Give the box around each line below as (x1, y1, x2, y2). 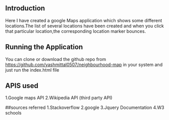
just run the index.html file (5, 67, 60, 73)
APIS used (5, 82, 39, 90)
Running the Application (5, 43, 83, 51)
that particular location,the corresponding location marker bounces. (5, 28, 146, 34)
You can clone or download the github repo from (5, 56, 106, 62)
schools (5, 110, 22, 116)
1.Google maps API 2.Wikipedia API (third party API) (5, 95, 112, 101)
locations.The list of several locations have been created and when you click (5, 23, 164, 29)
